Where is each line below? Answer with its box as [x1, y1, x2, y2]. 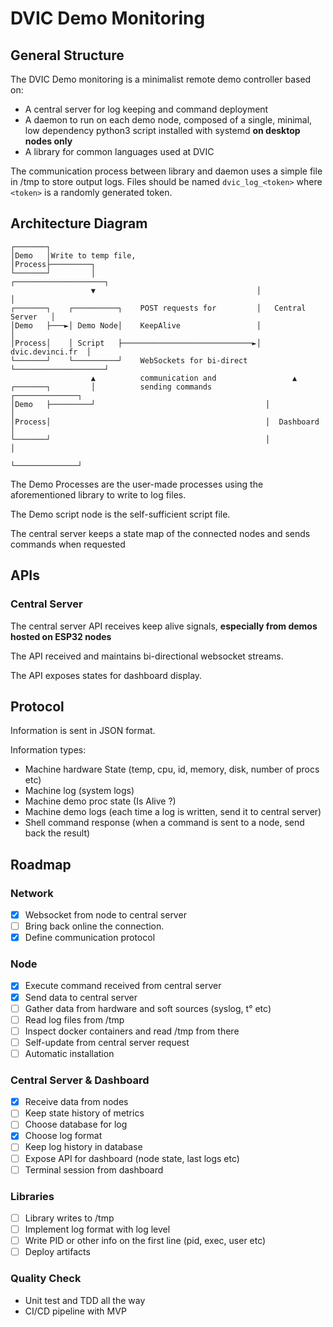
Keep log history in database [24, 1141, 143, 1153]
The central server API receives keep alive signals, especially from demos [10, 620, 318, 632]
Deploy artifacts [24, 1246, 91, 1258]
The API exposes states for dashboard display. [10, 669, 203, 681]
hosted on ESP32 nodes [10, 630, 112, 642]
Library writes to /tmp [24, 1212, 115, 1224]
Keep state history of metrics [24, 1107, 145, 1119]
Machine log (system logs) [24, 785, 135, 797]
